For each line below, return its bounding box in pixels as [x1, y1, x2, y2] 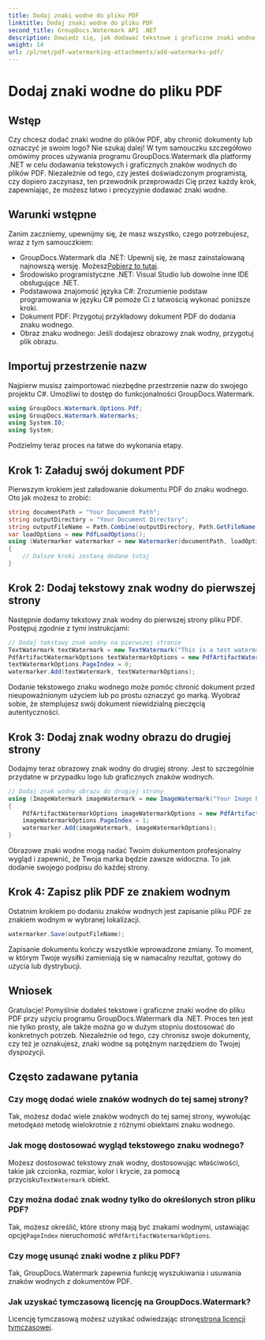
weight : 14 [8, 41, 44, 49]
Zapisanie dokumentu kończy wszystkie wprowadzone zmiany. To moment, [8, 944, 254, 953]
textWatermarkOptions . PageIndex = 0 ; [8, 661, 132, 669]
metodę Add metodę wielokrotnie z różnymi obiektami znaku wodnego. [8, 1120, 235, 1130]
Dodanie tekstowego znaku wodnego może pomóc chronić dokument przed [8, 682, 255, 692]
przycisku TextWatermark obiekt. [8, 1175, 110, 1184]
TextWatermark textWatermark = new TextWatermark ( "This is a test [8, 646, 231, 654]
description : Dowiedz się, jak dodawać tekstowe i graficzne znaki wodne [8, 33, 256, 42]
